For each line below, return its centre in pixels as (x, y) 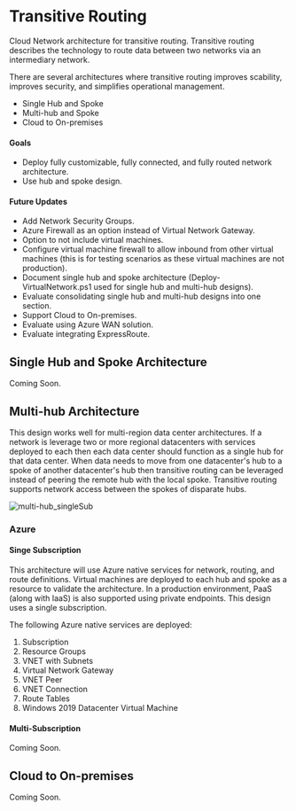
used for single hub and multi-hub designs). (174, 287)
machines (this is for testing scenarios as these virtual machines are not (153, 259)
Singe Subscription (45, 550)
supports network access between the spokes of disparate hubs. (128, 488)
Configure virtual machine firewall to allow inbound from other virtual (148, 249)
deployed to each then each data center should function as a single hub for (147, 451)
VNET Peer (42, 680)
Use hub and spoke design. (72, 181)
